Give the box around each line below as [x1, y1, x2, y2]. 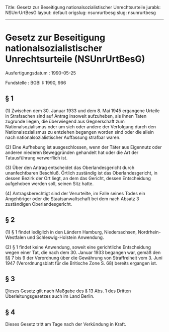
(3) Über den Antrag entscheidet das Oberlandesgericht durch [5, 164, 135, 171]
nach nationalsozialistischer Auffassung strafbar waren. [5, 134, 121, 140]
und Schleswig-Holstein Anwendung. [27, 234, 104, 240]
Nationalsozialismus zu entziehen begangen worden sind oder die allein [5, 129, 154, 135]
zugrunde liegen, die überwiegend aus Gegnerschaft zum [5, 118, 125, 124]
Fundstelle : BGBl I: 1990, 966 [5, 79, 66, 86]
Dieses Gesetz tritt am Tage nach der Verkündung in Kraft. [5, 321, 127, 327]
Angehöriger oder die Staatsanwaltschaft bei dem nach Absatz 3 [5, 196, 139, 202]
